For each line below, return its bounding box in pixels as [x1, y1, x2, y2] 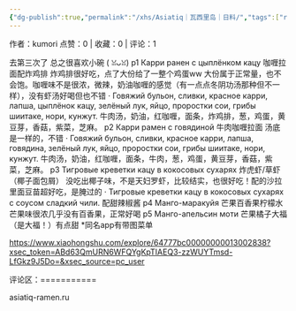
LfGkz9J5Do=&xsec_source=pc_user [9, 255, 145, 266]
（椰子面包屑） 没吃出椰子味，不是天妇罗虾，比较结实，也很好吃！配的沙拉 [9, 175, 283, 186]
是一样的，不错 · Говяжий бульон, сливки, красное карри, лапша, [9, 133, 254, 143]
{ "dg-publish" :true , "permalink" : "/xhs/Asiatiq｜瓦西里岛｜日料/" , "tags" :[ [9, 12, 280, 22]
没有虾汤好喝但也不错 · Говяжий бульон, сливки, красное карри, [27, 90, 268, 101]
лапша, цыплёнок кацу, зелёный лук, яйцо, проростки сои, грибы [9, 100, 256, 110]
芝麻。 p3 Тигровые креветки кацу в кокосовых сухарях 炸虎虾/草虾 [24, 164, 281, 175]
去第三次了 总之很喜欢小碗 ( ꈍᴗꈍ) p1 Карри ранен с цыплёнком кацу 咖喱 [9, 57, 279, 67]
